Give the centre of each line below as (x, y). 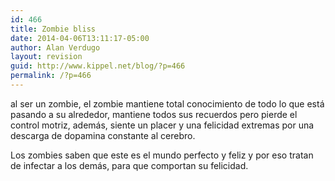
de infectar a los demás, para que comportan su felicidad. (129, 165)
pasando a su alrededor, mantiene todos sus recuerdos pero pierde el (154, 114)
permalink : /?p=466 (51, 76)
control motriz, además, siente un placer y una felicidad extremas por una (162, 125)
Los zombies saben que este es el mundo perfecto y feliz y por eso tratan (162, 155)
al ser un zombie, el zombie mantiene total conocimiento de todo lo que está (167, 103)
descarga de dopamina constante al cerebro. (103, 135)
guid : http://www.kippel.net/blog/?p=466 (98, 66)
